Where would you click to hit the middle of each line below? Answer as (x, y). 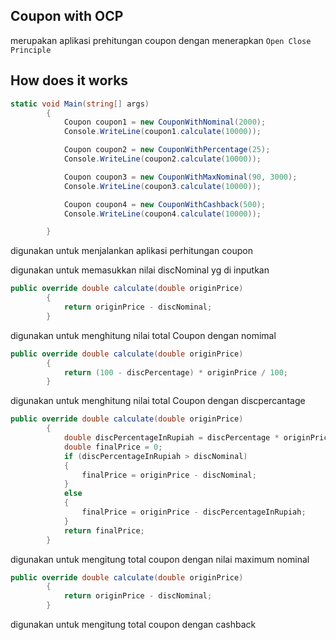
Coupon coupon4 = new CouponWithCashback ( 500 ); (165, 204)
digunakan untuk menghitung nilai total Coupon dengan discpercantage (158, 401)
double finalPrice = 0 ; (113, 447)
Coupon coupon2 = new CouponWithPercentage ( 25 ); (167, 150)
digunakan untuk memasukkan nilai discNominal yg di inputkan (140, 270)
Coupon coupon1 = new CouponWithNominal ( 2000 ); (165, 122)
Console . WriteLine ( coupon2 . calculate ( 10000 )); (162, 159)
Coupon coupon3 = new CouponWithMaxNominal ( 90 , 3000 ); (180, 177)
